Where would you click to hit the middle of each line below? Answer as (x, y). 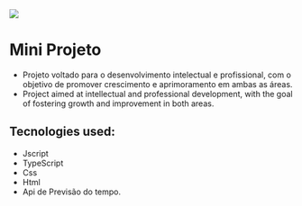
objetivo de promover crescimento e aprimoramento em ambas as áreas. (157, 84)
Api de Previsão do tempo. (72, 192)
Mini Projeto (55, 50)
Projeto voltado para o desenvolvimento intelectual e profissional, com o (156, 75)
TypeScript (43, 163)
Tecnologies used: (62, 132)
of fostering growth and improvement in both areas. (118, 103)
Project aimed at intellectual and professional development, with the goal (157, 94)
